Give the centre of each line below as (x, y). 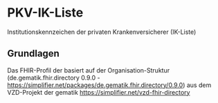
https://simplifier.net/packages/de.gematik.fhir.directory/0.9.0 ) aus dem (109, 85)
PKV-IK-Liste (45, 13)
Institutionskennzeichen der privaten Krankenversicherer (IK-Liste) (102, 32)
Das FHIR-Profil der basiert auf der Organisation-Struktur (89, 70)
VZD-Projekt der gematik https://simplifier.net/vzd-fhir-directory (99, 92)
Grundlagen (34, 54)
